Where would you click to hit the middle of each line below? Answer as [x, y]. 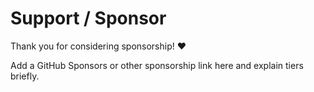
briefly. [25, 76]
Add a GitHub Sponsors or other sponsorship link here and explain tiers [157, 65]
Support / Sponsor [88, 18]
